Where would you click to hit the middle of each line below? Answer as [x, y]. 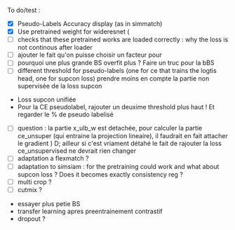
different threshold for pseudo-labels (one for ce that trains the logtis [117, 71]
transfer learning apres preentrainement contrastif [90, 211]
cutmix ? [30, 189]
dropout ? [31, 218]
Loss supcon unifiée [47, 100]
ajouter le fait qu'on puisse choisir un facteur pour [90, 55]
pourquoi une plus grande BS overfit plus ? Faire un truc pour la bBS [116, 63]
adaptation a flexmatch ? [53, 158]
